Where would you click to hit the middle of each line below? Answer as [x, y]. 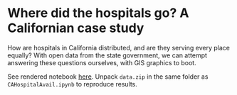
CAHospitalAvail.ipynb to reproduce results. [72, 84]
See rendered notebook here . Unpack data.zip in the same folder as [108, 77]
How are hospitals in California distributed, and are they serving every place [118, 47]
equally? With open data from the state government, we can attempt [107, 55]
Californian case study [76, 28]
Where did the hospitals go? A [98, 13]
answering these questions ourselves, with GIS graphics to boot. [102, 62]
